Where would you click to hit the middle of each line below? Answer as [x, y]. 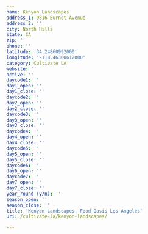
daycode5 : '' [23, 148]
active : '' [20, 75]
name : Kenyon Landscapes [38, 12]
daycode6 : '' [23, 166]
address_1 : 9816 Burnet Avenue [46, 18]
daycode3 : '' [23, 114]
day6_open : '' [24, 171]
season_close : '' [28, 205]
